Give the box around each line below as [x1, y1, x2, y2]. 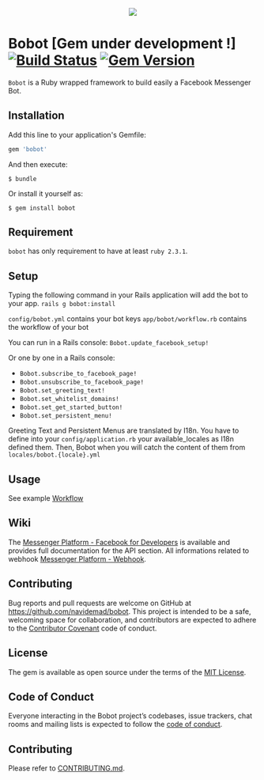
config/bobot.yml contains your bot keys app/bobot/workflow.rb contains [8, 314, 247, 324]
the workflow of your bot [8, 323, 89, 332]
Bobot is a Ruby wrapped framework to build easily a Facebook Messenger [8, 78, 251, 87]
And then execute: [8, 159, 68, 169]
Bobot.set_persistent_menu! [19, 412, 112, 420]
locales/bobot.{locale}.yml [8, 451, 101, 459]
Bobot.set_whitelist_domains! [19, 396, 120, 403]
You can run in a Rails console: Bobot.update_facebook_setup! [8, 338, 209, 347]
